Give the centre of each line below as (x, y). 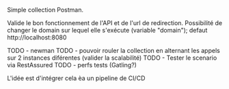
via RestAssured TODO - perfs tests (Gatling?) (72, 65)
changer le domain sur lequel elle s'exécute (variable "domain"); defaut (107, 30)
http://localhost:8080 (37, 37)
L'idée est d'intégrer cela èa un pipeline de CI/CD (76, 78)
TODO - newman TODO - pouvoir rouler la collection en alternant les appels (113, 51)
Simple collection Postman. (45, 10)
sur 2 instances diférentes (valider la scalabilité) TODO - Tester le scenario (112, 58)
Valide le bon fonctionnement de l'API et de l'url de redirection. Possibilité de (115, 23)
